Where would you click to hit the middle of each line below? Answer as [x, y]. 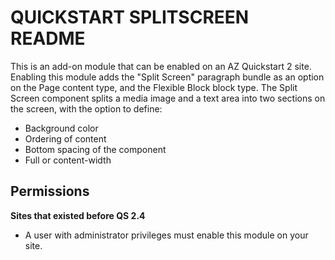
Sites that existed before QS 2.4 [78, 215]
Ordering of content [65, 138]
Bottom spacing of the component [95, 149]
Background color [61, 128]
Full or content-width [68, 160]
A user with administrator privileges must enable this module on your [166, 235]
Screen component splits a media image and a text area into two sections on [168, 98]
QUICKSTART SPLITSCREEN [130, 17]
